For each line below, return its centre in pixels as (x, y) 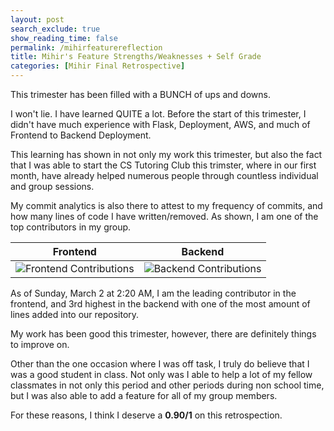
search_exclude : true (55, 29)
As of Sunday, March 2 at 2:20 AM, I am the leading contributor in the (153, 293)
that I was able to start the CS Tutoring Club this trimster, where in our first (163, 165)
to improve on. (40, 344)
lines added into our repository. (75, 314)
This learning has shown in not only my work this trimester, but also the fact (166, 154)
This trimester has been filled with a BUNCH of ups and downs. (140, 94)
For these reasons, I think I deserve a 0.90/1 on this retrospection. (146, 415)
